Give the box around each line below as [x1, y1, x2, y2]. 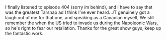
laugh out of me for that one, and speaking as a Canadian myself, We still [5, 15, 155, 20]
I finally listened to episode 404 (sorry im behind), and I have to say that [5, 4, 153, 10]
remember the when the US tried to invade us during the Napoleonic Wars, [5, 20, 158, 26]
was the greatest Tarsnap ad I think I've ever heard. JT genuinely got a [5, 9, 150, 15]
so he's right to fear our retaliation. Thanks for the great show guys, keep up [5, 25, 162, 31]
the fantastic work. [5, 31, 44, 36]
